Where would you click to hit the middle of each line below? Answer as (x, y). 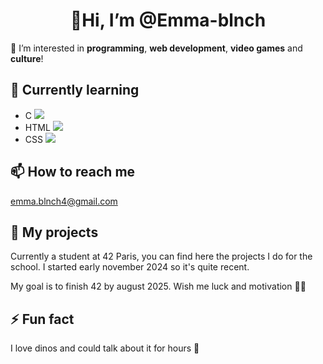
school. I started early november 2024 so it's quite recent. (130, 267)
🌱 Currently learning (75, 90)
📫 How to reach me (73, 172)
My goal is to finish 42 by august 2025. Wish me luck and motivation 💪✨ (158, 286)
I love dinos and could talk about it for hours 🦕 (105, 348)
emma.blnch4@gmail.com (64, 201)
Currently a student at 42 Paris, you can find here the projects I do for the (161, 256)
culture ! (27, 58)
